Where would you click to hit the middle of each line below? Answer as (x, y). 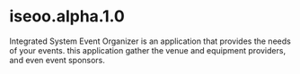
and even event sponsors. (57, 60)
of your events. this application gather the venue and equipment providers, (147, 50)
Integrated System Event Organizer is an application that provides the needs (150, 41)
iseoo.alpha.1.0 (67, 16)
